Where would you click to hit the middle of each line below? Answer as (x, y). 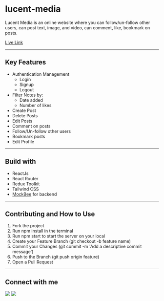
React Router (25, 178)
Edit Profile (23, 141)
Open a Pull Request (33, 262)
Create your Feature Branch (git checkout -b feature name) (71, 241)
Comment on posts (31, 126)
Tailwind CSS (25, 189)
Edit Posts (22, 121)
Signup (27, 85)
